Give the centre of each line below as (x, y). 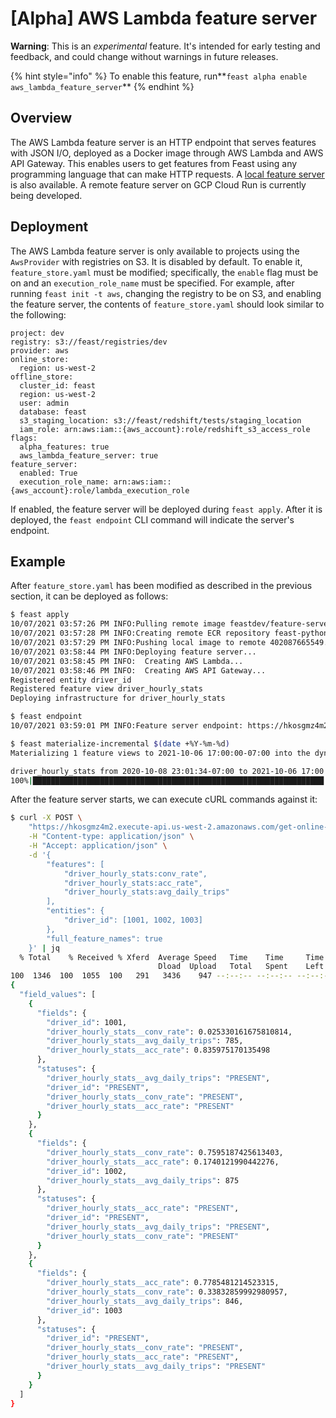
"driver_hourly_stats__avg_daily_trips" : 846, (145, 1301)
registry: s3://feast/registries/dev (89, 342)
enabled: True (48, 473)
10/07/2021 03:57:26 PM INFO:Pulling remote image (118, 624)
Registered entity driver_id (71, 680)
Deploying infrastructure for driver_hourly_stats (118, 698)
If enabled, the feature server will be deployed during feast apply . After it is (166, 509)
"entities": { (75, 911)
